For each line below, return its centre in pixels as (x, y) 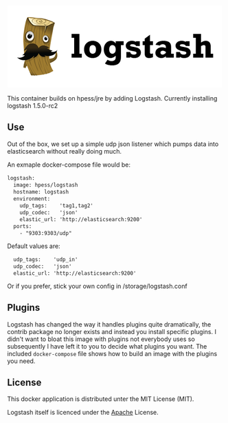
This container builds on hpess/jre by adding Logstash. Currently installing (112, 98)
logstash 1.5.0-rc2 (33, 106)
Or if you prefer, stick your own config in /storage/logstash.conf (97, 286)
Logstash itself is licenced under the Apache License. (83, 413)
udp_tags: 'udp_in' (46, 259)
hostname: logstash (41, 192)
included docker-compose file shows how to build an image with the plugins (112, 353)
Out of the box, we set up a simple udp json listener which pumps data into (113, 144)
